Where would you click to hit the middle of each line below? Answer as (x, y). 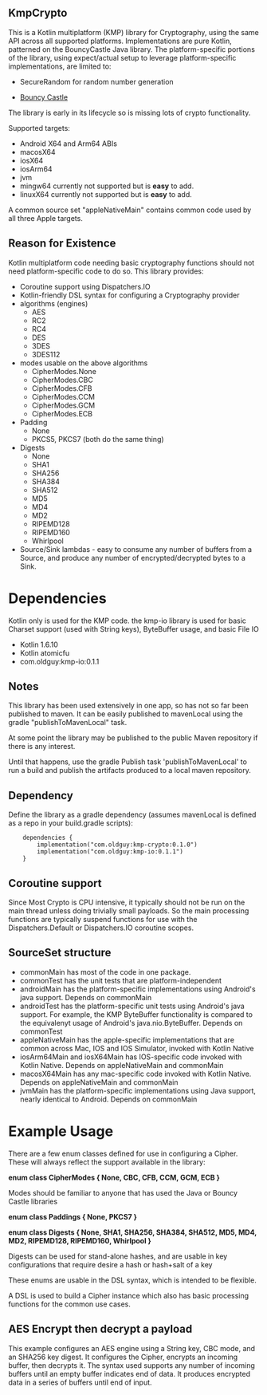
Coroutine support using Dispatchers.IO (85, 286)
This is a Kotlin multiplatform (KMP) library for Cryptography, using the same (133, 32)
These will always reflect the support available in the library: (107, 1162)
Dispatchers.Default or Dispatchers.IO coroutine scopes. (101, 928)
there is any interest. (42, 747)
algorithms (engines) (54, 303)
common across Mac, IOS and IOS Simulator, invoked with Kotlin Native (137, 1048)
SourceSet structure (60, 953)
